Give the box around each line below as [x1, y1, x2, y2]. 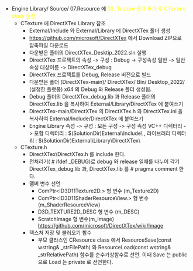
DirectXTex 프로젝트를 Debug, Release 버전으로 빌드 [29, 71, 151, 78]
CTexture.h [20, 144, 47, 151]
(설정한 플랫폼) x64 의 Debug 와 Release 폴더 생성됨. [29, 86, 152, 93]
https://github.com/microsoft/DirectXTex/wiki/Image [37, 222, 164, 229]
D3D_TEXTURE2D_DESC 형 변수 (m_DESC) [37, 208, 140, 215]
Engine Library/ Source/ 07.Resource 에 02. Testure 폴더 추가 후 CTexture [11, 5, 187, 12]
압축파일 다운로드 [29, 42, 69, 49]
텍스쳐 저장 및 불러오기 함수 [29, 229, 92, 236]
